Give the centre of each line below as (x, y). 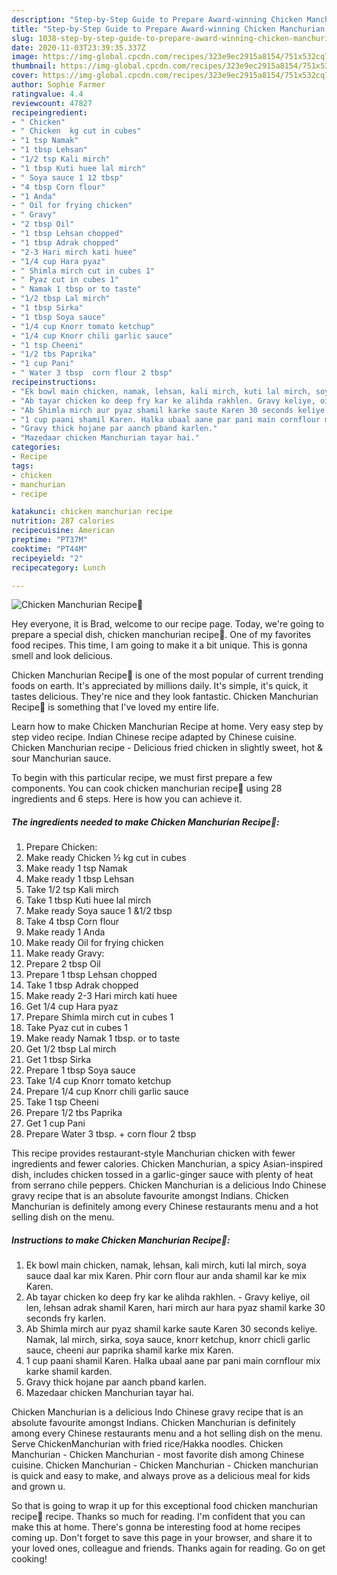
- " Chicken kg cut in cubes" (76, 131)
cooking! (29, 1559)
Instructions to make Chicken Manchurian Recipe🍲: (121, 1240)
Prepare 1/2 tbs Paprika (74, 1113)
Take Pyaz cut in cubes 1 (76, 1028)
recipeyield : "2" (47, 558)
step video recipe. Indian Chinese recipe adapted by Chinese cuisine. (154, 737)
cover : (25, 76)
